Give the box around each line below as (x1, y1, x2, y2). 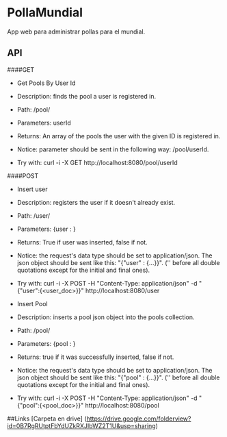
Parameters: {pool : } (16, 339, 76, 347)
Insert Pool (16, 299, 48, 308)
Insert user (16, 185, 48, 193)
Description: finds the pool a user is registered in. (16, 92, 156, 100)
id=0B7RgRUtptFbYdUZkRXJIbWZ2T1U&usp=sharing (7, 421, 156, 429)
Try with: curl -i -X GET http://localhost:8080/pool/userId (16, 158, 178, 166)
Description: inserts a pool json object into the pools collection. (16, 313, 195, 321)
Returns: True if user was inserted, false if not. (16, 238, 148, 246)
